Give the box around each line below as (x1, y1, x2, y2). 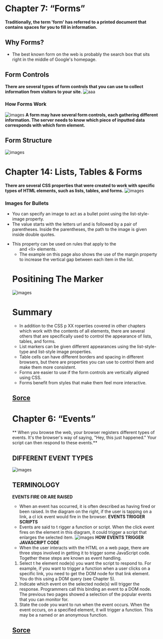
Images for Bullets (5, 200, 49, 207)
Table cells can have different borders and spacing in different (19, 354, 144, 359)
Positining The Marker (12, 274, 104, 285)
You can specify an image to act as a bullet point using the (12, 210, 130, 217)
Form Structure (5, 136, 52, 145)
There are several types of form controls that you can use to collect (5, 83, 144, 89)
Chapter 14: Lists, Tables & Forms (5, 166, 142, 177)
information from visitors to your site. (5, 89, 82, 94)
